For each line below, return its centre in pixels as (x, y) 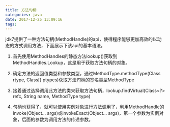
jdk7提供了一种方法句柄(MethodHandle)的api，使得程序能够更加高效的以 (81, 39)
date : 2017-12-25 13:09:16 (34, 19)
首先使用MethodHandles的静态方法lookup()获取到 (65, 56)
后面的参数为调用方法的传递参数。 (57, 119)
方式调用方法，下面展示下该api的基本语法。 (60, 46)
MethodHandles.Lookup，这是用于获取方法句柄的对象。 (71, 63)
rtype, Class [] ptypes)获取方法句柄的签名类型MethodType (74, 80)
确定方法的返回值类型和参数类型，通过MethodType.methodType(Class (87, 74)
